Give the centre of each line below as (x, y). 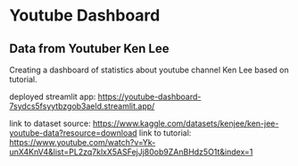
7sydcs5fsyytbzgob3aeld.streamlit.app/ (82, 106)
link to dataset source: (50, 123)
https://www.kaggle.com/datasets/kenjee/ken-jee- (186, 123)
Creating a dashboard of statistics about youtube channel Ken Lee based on (149, 70)
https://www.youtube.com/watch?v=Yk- (83, 142)
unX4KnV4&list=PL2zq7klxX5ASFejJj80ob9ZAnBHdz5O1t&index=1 (131, 152)
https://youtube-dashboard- (149, 96)
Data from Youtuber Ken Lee (89, 49)
